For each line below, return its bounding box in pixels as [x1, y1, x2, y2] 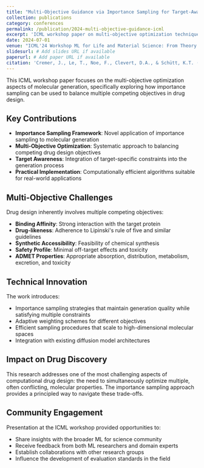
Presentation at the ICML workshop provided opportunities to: [6, 424, 161, 431]
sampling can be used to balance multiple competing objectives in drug [6, 89, 185, 97]
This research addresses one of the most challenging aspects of [6, 370, 168, 377]
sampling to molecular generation [15, 136, 100, 143]
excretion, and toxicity [15, 259, 71, 266]
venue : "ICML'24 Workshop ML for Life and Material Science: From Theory [6, 43, 197, 49]
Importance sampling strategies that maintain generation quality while [15, 305, 190, 312]
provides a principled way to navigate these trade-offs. [6, 390, 144, 397]
